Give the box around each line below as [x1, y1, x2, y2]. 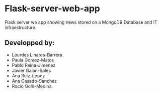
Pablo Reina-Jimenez [11, 62, 56, 68]
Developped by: [4, 39, 55, 47]
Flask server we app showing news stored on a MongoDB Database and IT [4, 19, 158, 25]
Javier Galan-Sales [11, 67, 51, 73]
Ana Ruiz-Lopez [11, 72, 45, 79]
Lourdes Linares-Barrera [11, 52, 63, 58]
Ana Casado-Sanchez [11, 78, 57, 84]
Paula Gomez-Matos [11, 57, 54, 63]
